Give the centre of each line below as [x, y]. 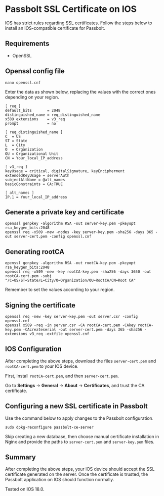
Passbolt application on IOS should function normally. [60, 480]
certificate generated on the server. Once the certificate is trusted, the [77, 474]
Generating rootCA [35, 252]
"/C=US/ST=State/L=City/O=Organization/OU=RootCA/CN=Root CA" [70, 281]
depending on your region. [32, 97]
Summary [20, 457]
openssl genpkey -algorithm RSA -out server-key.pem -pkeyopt [70, 224]
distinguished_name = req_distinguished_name [53, 115]
